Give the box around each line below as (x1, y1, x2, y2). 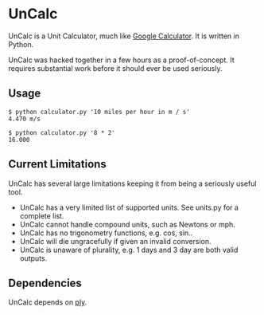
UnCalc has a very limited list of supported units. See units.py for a (19, 203, 239, 212)
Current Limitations (8, 157, 107, 171)
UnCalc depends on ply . (8, 297, 87, 307)
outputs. (19, 253, 48, 263)
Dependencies (8, 276, 82, 289)
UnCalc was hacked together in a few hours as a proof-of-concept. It (8, 55, 235, 65)
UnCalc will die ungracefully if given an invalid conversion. (19, 236, 212, 246)
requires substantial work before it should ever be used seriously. (8, 63, 223, 73)
